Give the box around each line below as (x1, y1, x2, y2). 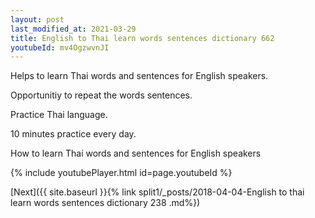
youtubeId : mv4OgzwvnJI (10, 42, 110, 53)
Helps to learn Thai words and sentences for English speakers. (10, 70, 269, 82)
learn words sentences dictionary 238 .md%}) (10, 197, 201, 209)
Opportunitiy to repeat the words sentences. (10, 89, 193, 101)
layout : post (10, 14, 65, 25)
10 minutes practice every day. (10, 128, 137, 140)
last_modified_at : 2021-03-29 (10, 24, 137, 34)
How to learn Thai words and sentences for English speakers (10, 147, 262, 160)
